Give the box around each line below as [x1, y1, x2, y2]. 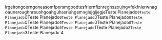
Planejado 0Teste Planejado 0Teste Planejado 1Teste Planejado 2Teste [5, 25, 142, 30]
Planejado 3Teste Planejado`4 [5, 30, 64, 35]
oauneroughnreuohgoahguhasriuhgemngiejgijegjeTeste [5, 9, 117, 15]
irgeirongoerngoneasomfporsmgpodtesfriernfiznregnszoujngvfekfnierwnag [5, 4, 157, 10]
